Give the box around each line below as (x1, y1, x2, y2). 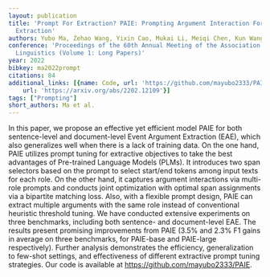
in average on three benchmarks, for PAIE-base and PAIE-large (8, 234, 217, 244)
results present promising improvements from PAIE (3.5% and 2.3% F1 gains (8, 226, 261, 235)
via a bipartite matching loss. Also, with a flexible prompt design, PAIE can (8, 192, 253, 202)
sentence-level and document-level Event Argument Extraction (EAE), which (8, 132, 261, 141)
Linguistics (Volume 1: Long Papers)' (15, 49, 146, 57)
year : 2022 (8, 57, 45, 65)
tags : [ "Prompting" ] (8, 94, 78, 102)
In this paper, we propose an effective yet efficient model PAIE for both (8, 124, 243, 133)
